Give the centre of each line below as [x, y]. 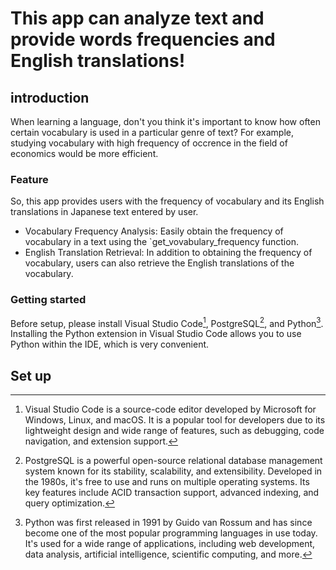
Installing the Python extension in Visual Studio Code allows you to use [156, 334]
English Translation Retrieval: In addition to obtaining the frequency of [168, 253]
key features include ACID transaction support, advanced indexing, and [172, 493]
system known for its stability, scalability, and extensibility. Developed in [173, 471]
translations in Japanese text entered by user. [104, 212]
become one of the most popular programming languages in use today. [171, 533]
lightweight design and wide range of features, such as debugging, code [174, 431]
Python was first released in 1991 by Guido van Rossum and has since [168, 523]
